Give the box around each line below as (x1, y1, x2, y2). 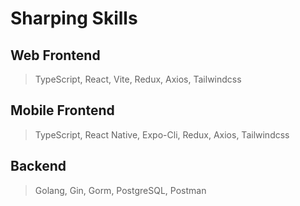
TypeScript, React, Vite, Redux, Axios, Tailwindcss (34, 73, 242, 85)
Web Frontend (10, 47, 101, 64)
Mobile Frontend (10, 102, 115, 119)
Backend (10, 158, 67, 175)
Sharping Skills (10, 7, 138, 30)
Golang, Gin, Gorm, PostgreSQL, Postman (34, 184, 207, 196)
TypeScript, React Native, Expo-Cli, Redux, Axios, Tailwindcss (34, 128, 290, 141)
